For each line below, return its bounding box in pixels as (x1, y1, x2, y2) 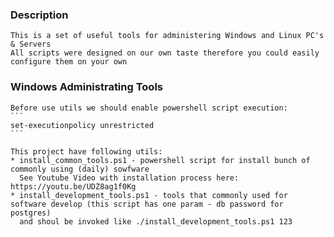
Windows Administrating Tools (10, 80, 163, 94)
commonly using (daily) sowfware (10, 164, 150, 174)
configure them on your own (10, 57, 128, 67)
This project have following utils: (10, 146, 163, 157)
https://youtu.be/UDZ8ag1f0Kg (10, 181, 137, 192)
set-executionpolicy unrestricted (10, 120, 155, 130)
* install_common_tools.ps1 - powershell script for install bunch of (10, 155, 311, 165)
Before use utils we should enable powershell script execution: (10, 103, 288, 113)
